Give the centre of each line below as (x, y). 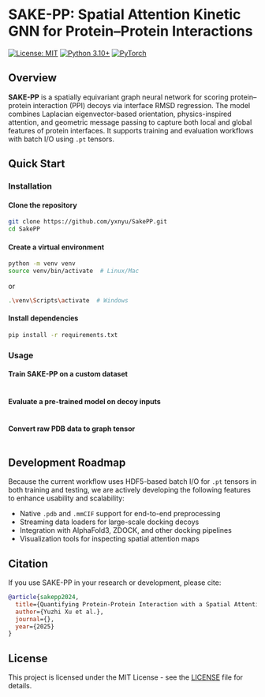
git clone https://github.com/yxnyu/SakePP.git (88, 222)
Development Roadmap (67, 462)
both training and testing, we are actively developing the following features (129, 490)
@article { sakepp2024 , (44, 598)
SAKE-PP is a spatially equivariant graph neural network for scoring (118, 97)
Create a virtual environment (56, 247)
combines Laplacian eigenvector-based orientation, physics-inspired (120, 114)
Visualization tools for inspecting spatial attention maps (109, 539)
